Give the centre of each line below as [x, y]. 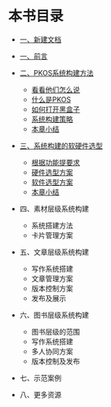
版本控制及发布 [55, 361]
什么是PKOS [51, 99]
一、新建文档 [40, 39]
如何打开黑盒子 [55, 109]
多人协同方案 [52, 351]
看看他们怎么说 [55, 89]
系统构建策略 [52, 119]
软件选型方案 [52, 182]
